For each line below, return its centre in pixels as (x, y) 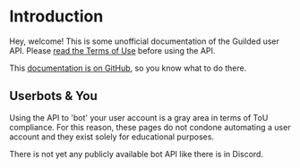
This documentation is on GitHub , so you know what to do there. (128, 68)
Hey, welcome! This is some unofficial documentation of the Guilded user (145, 41)
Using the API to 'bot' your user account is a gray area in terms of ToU (139, 117)
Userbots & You (53, 96)
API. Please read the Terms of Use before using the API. (112, 50)
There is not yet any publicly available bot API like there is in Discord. (137, 154)
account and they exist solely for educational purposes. (112, 137)
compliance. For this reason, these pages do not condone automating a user (150, 127)
